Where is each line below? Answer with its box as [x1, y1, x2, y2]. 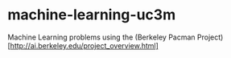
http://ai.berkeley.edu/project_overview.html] [10, 40, 159, 50]
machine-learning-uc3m [7, 6, 176, 24]
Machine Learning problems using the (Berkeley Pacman [7, 32, 196, 42]
